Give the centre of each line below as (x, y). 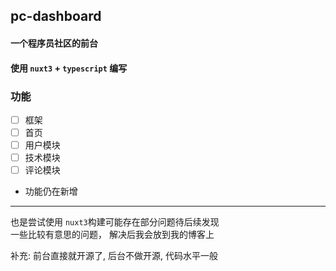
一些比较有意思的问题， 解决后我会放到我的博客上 (112, 235)
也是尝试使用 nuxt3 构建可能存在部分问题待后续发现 (115, 222)
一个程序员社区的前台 (54, 43)
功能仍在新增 (51, 191)
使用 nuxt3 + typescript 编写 (69, 68)
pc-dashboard (56, 16)
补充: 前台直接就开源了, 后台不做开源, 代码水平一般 (114, 256)
